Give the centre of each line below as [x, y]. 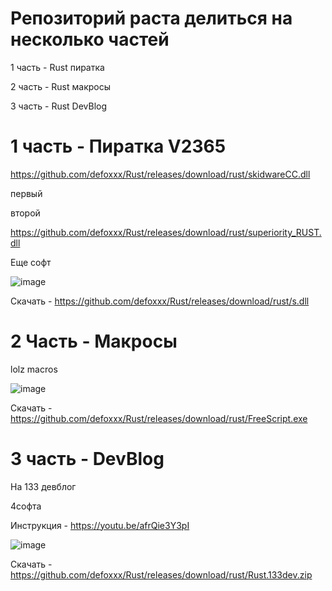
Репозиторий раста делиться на [151, 18]
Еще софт [31, 262]
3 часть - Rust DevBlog [59, 106]
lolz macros [34, 369]
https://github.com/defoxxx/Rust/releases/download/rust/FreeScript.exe [159, 418]
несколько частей [90, 39]
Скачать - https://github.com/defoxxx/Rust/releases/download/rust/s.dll [160, 301]
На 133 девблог [43, 486]
